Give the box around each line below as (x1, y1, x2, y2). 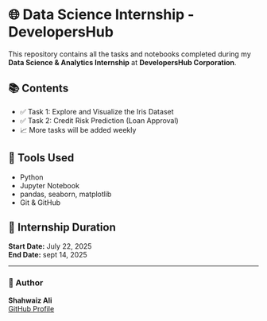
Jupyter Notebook (19, 180, 79, 190)
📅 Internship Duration (8, 220, 117, 234)
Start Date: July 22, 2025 (8, 242, 92, 251)
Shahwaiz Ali (8, 296, 52, 305)
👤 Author (8, 277, 44, 288)
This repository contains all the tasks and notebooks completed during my (8, 49, 252, 59)
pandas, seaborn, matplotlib (19, 189, 112, 199)
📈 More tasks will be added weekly (19, 125, 137, 134)
